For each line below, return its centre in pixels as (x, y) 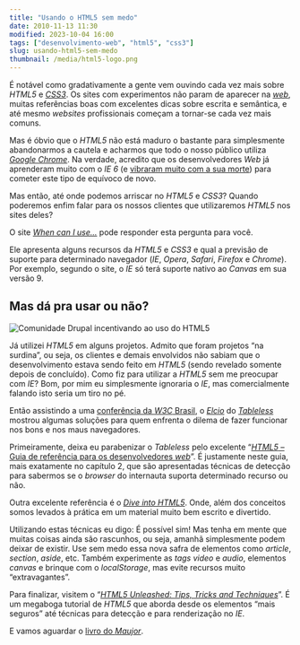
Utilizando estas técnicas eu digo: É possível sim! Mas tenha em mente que (148, 529)
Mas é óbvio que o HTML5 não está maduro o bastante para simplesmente (147, 140)
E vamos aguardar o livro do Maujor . (77, 631)
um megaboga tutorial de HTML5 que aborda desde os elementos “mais (142, 604)
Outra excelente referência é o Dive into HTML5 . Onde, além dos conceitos (148, 502)
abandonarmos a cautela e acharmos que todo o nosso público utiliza (138, 150)
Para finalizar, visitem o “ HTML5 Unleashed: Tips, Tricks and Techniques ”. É (150, 594)
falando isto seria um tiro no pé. (68, 393)
